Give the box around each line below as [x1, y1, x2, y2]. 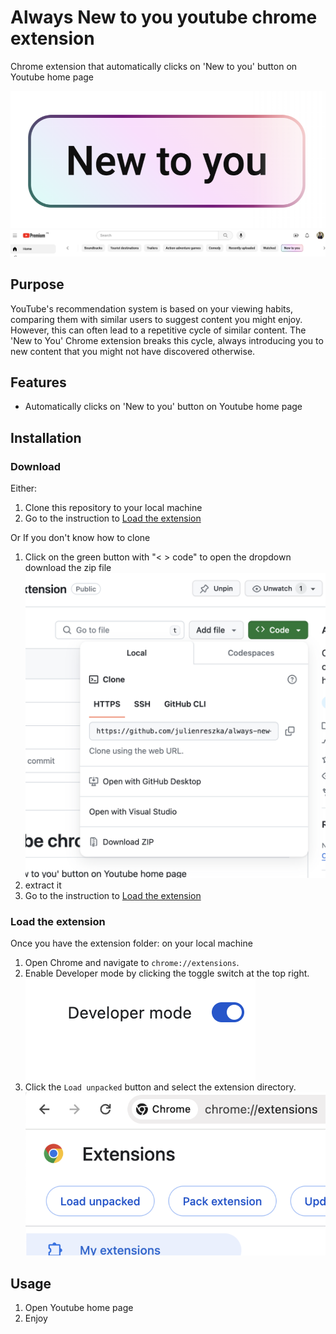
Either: [10, 482, 38, 495]
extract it [24, 879, 62, 891]
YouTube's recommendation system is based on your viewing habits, [10, 302, 293, 315]
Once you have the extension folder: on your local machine [10, 937, 253, 950]
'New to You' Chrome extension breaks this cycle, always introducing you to [10, 334, 324, 346]
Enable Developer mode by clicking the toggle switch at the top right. [24, 967, 310, 980]
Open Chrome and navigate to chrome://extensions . [24, 957, 240, 969]
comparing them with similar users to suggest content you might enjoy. [10, 313, 303, 325]
